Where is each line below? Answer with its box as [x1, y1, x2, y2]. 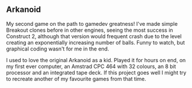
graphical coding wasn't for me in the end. [6, 45, 109, 52]
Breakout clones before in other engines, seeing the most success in [6, 26, 173, 33]
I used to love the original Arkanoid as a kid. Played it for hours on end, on [6, 56, 186, 63]
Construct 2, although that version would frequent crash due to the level [6, 32, 182, 40]
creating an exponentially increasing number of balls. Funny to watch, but [6, 39, 185, 46]
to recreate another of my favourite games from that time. [6, 75, 147, 82]
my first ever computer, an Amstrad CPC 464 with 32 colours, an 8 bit [6, 63, 176, 70]
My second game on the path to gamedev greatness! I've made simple [6, 20, 178, 27]
